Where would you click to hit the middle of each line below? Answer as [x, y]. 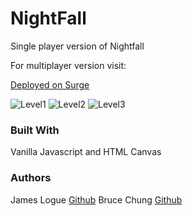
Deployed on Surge [50, 84]
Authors [31, 178]
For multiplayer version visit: [68, 65]
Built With [35, 130]
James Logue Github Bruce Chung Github [96, 199]
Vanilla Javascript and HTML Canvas [86, 152]
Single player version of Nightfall [77, 46]
